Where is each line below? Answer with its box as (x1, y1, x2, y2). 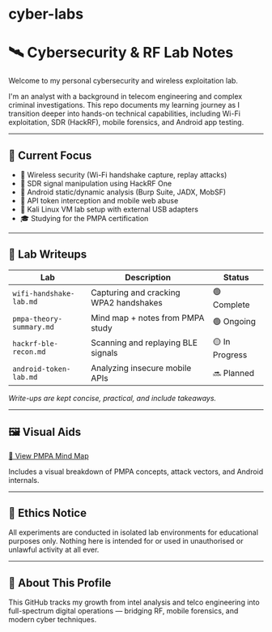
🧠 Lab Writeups (8, 248, 87, 262)
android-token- (12, 364, 71, 374)
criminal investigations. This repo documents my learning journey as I (8, 100, 240, 110)
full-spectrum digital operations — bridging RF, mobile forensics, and (8, 606, 239, 616)
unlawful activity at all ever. (8, 544, 100, 555)
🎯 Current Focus (8, 148, 92, 162)
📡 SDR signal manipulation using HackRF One (19, 178, 172, 188)
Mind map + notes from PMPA (90, 312, 205, 323)
